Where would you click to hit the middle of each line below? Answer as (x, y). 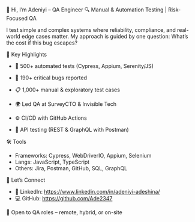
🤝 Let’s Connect (26, 180)
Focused (17, 18)
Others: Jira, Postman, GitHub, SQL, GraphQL (71, 168)
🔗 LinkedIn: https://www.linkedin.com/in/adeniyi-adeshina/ (87, 192)
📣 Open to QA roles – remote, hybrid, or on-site (64, 212)
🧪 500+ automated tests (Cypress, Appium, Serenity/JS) (84, 66)
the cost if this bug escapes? (42, 43)
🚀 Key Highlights (26, 54)
